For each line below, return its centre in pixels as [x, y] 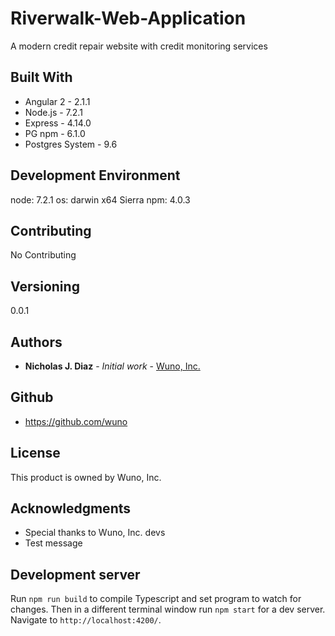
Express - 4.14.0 [58, 123]
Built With [41, 77]
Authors [36, 342]
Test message [53, 543]
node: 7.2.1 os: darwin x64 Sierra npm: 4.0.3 [100, 199]
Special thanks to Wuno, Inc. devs [95, 533]
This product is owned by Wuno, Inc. [86, 477]
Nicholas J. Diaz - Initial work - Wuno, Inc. [112, 366]
